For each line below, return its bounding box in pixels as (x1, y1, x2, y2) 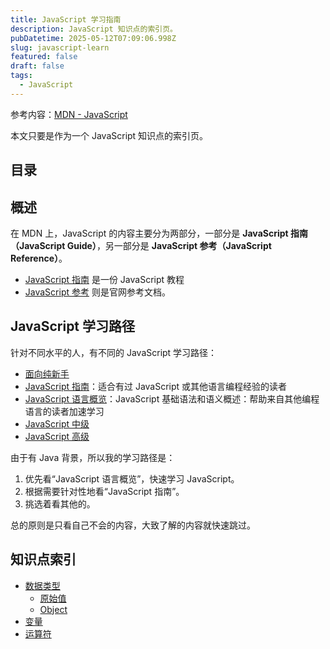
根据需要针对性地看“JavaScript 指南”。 (24, 485, 185, 497)
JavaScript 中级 (24, 417, 90, 430)
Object (39, 603, 68, 615)
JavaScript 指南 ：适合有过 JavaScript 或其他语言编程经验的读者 (24, 380, 288, 392)
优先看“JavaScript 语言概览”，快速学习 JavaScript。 (24, 472, 240, 485)
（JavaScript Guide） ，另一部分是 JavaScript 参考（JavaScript (10, 239, 272, 251)
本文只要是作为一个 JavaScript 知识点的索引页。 (10, 129, 209, 141)
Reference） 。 (10, 252, 68, 264)
